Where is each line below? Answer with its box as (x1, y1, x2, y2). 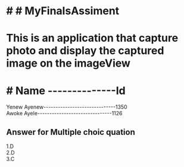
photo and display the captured (6, 44, 164, 58)
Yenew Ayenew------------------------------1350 (6, 103, 127, 111)
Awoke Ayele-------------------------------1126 (6, 110, 123, 117)
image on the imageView (6, 56, 131, 70)
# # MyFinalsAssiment (6, 4, 120, 18)
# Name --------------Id (6, 84, 126, 97)
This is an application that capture (6, 31, 179, 45)
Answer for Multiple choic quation (6, 127, 136, 137)
